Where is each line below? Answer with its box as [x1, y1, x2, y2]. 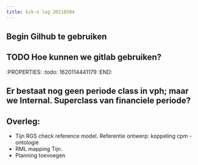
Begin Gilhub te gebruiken [6, 32, 107, 42]
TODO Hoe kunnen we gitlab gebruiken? [6, 52, 162, 63]
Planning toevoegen [15, 152, 66, 159]
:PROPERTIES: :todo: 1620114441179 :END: [6, 68, 113, 75]
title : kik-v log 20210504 [6, 9, 75, 15]
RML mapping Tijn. [15, 146, 63, 153]
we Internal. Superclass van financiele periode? [6, 96, 191, 106]
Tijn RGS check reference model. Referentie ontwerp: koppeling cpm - [15, 132, 192, 140]
